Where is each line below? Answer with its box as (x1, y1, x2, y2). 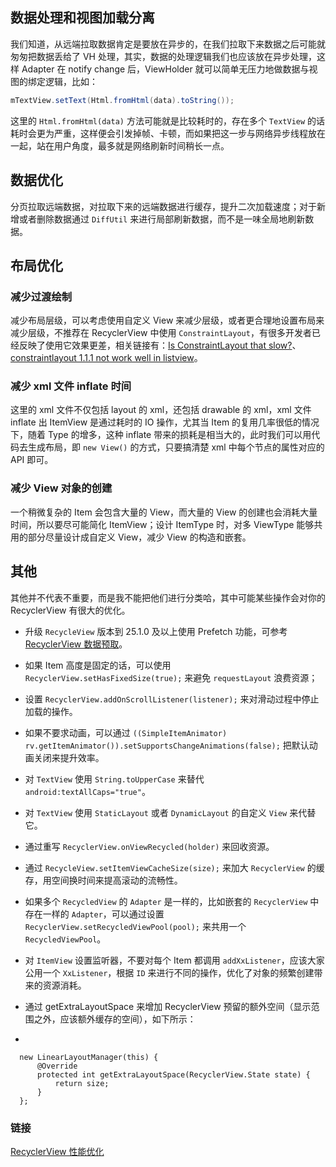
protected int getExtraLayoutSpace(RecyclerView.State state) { (36, 1069, 311, 1080)
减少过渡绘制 (10, 289, 73, 303)
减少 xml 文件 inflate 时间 (10, 379, 132, 393)
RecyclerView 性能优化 (10, 1145, 105, 1157)
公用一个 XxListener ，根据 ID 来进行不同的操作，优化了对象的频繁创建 (24, 966, 315, 978)
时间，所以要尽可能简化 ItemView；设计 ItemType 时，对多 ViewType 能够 (10, 518, 315, 530)
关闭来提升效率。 (33, 751, 105, 763)
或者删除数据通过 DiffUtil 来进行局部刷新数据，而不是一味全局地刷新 (18, 213, 306, 225)
